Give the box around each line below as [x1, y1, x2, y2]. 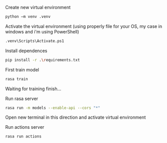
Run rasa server [5, 95, 38, 101]
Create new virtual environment [5, 5, 71, 10]
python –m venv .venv [5, 14, 51, 19]
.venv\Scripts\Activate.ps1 [5, 38, 65, 44]
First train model [5, 66, 39, 73]
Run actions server [5, 124, 44, 130]
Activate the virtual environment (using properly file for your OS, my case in [5, 23, 162, 29]
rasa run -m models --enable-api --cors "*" [5, 105, 100, 111]
